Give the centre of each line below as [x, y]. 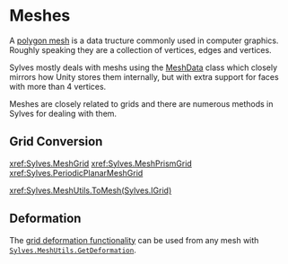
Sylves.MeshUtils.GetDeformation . [73, 250]
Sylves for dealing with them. [63, 113]
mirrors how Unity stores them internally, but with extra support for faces [144, 76]
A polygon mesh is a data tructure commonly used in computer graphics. [144, 40]
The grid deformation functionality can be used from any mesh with [134, 240]
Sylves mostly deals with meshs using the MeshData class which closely [144, 67]
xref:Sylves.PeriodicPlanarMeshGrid [76, 172]
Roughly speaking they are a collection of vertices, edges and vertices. [140, 49]
